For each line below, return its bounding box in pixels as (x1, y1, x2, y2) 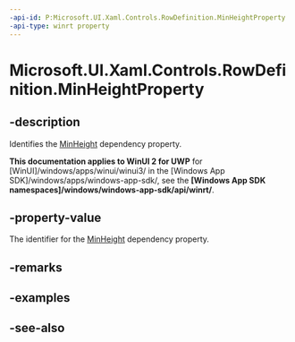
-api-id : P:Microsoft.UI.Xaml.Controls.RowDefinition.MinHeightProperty (9, 13, 286, 22)
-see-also (9, 321, 65, 336)
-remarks (9, 260, 63, 275)
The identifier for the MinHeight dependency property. (9, 234, 210, 244)
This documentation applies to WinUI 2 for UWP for (9, 156, 203, 167)
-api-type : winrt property (9, 21, 110, 30)
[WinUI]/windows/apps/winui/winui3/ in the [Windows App (9, 165, 225, 175)
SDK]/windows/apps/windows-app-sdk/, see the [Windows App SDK (9, 175, 266, 185)
